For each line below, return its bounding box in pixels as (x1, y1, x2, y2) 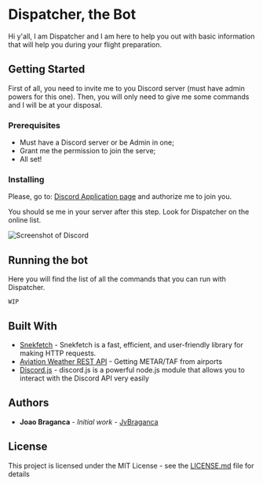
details (8, 469, 30, 479)
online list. (8, 215, 42, 225)
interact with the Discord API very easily (19, 373, 149, 383)
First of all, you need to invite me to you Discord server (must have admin (8, 83, 246, 93)
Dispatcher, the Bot (8, 6, 137, 24)
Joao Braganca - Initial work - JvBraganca (19, 417, 159, 426)
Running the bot (8, 253, 89, 266)
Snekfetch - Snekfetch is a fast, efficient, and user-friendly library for (19, 340, 243, 349)
